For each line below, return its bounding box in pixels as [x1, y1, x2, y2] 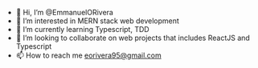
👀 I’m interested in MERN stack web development [15, 16, 179, 26]
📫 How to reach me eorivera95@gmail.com [15, 50, 162, 60]
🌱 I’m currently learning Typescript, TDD [15, 25, 150, 34]
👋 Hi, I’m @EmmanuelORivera [15, 8, 114, 17]
